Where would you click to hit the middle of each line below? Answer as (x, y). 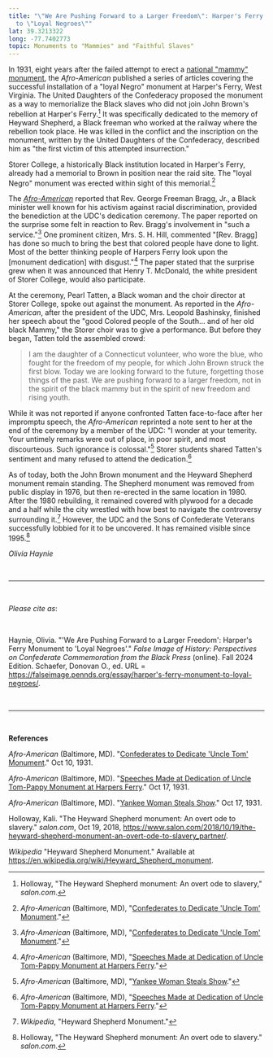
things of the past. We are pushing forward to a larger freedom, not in (145, 380)
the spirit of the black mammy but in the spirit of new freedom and (139, 388)
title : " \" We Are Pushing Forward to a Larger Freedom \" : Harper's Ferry (136, 16)
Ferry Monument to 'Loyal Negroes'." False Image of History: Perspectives (133, 649)
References (28, 738)
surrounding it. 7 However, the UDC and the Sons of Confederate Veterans (132, 519)
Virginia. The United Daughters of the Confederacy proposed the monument (136, 95)
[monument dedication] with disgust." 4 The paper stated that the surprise (131, 261)
